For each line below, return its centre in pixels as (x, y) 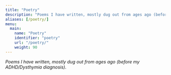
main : (16, 29)
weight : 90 (26, 47)
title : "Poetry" (22, 10)
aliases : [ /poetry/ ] (27, 19)
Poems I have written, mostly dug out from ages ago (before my (73, 61)
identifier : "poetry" (37, 38)
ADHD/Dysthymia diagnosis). (36, 67)
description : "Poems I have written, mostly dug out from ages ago (78, 15)
